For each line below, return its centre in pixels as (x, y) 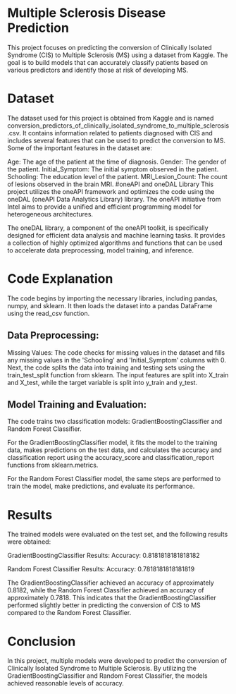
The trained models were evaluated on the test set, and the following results (118, 535)
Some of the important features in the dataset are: (80, 148)
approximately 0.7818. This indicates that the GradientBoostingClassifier (112, 598)
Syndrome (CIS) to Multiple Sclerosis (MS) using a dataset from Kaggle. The (118, 55)
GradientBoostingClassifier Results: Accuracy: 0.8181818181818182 (104, 556)
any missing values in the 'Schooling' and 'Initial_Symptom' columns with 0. (117, 360)
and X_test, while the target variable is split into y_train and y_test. (103, 382)
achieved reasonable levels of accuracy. (66, 683)
